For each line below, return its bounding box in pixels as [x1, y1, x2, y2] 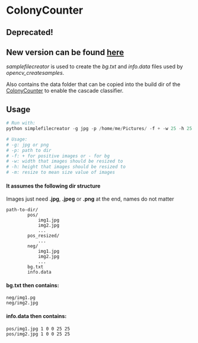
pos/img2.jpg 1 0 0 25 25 [6, 331, 70, 337]
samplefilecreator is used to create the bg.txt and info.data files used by [6, 63, 183, 70]
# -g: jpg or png [6, 142, 49, 148]
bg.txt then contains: [6, 281, 59, 288]
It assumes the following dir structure [6, 182, 101, 189]
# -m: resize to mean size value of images [6, 170, 116, 176]
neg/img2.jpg [6, 300, 39, 306]
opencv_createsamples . [6, 69, 65, 77]
